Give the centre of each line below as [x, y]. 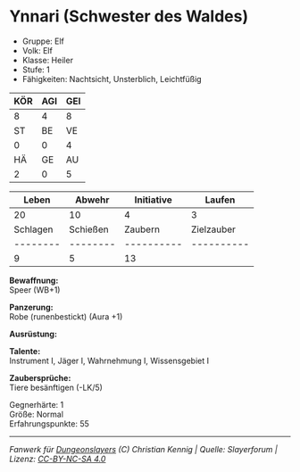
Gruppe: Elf [43, 41]
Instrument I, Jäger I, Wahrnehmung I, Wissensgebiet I [109, 360]
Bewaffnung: [34, 280]
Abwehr [92, 200]
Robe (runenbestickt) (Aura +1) [66, 316]
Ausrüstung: [33, 334]
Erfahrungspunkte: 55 [49, 423]
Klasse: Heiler [48, 60]
